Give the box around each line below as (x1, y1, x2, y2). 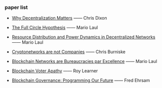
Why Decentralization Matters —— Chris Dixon (11, 15, 107, 21)
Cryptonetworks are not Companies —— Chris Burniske (11, 49, 125, 55)
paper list (4, 4, 28, 11)
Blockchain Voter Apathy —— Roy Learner (11, 68, 98, 74)
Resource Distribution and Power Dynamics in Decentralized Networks (11, 34, 156, 40)
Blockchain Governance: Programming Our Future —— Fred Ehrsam (11, 78, 150, 84)
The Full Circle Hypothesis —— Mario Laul (11, 25, 98, 30)
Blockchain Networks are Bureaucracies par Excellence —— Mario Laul (11, 59, 158, 64)
